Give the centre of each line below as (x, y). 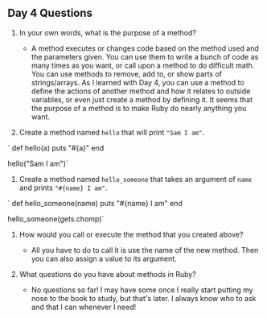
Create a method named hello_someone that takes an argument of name (136, 179)
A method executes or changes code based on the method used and (145, 48)
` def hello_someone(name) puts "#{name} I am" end (95, 203)
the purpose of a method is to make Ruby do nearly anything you (139, 108)
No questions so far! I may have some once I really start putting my (142, 290)
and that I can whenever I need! (84, 307)
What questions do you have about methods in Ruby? (107, 274)
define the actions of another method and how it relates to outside (141, 91)
